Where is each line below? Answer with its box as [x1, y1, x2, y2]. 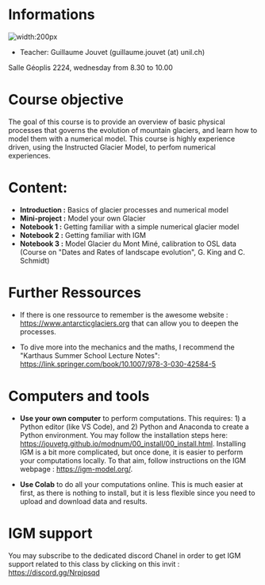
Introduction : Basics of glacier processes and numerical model [19, 205, 229, 214]
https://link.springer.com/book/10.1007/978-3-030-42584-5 [19, 359, 217, 369]
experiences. [8, 150, 52, 160]
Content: [8, 179, 68, 197]
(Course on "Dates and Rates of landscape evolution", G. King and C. [19, 247, 246, 256]
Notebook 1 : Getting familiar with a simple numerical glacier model [19, 221, 240, 232]
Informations [8, 6, 95, 24]
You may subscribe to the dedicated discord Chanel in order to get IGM [8, 551, 241, 560]
